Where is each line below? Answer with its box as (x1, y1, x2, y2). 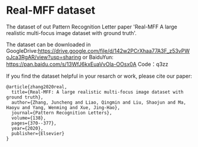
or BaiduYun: (82, 53, 114, 60)
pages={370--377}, (11, 120, 57, 126)
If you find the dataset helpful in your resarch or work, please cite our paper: (6, 72, 192, 79)
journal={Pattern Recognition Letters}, (11, 110, 112, 116)
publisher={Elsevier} (11, 130, 65, 136)
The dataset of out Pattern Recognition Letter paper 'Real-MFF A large (6, 23, 177, 30)
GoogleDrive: (6, 47, 38, 54)
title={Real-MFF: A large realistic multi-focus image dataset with (11, 89, 184, 95)
